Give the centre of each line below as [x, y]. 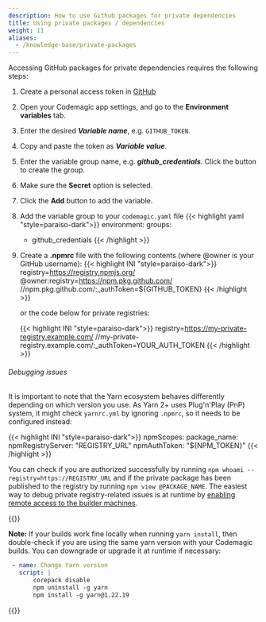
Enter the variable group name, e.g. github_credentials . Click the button [138, 162]
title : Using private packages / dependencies [87, 23]
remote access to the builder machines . [73, 503]
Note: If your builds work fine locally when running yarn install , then [123, 534]
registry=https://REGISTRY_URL [60, 479]
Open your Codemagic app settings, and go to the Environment [124, 107]
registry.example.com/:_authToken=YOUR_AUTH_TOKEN [112, 346]
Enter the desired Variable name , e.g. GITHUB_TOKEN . [105, 131]
